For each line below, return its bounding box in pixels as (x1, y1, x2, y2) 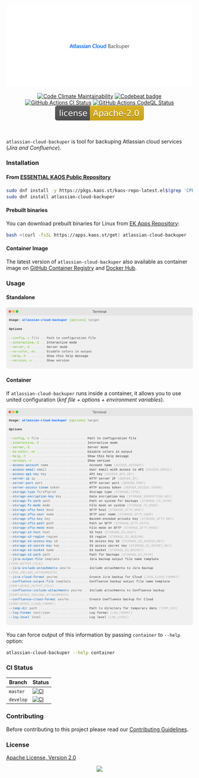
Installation (6, 159, 40, 167)
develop (8, 697, 28, 703)
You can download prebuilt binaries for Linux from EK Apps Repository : (6, 220, 179, 227)
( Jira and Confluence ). (6, 144, 62, 151)
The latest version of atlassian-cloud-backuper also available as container (6, 258, 188, 265)
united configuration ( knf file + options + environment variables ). (6, 396, 165, 403)
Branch (8, 679, 28, 686)
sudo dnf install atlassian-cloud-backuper (6, 193, 115, 200)
